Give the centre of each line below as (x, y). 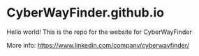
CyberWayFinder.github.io (86, 13)
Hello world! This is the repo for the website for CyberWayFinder (99, 32)
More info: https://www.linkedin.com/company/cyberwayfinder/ (98, 45)
